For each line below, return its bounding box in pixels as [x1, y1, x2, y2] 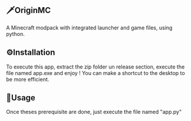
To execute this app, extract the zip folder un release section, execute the [6, 63, 185, 70]
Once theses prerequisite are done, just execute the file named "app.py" [6, 109, 182, 116]
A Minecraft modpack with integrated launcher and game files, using [6, 24, 173, 31]
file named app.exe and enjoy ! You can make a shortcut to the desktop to [6, 69, 185, 76]
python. [6, 30, 25, 37]
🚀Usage [6, 93, 35, 103]
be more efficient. [6, 76, 50, 83]
